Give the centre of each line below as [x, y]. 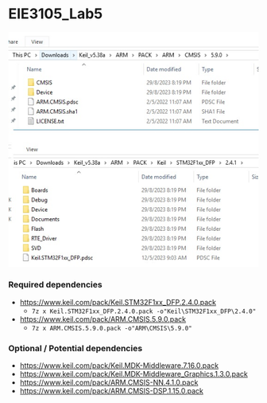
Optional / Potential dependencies [75, 348]
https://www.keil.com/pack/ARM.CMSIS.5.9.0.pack [103, 319]
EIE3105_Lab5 [56, 14]
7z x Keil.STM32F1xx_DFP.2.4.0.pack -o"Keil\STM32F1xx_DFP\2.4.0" [144, 311]
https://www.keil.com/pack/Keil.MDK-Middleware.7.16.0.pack [119, 366]
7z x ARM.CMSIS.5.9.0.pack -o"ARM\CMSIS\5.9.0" [112, 328]
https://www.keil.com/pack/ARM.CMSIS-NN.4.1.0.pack [109, 382]
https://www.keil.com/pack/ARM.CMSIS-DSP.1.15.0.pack [112, 391]
